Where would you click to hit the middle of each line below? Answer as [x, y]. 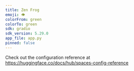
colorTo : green [21, 24]
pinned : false [20, 43]
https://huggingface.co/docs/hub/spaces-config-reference [67, 63]
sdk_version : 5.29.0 [27, 33]
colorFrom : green [24, 19]
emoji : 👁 [15, 15]
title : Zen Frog [22, 10]
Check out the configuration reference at [48, 57]
